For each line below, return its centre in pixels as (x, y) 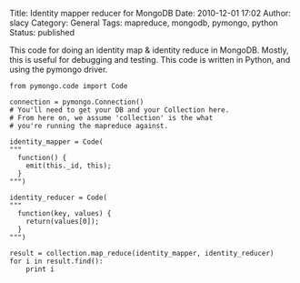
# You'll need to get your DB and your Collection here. (120, 110)
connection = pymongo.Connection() (77, 102)
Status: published (42, 32)
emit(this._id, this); (69, 166)
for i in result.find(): (56, 261)
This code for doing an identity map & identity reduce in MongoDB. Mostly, (149, 50)
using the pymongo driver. (59, 69)
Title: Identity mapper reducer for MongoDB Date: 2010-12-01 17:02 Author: (150, 13)
